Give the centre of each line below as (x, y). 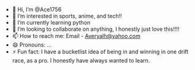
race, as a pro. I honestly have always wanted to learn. (81, 60)
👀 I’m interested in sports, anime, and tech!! (67, 16)
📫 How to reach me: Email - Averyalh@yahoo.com (76, 36)
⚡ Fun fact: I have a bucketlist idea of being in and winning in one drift (100, 52)
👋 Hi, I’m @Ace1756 (37, 10)
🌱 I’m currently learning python (51, 22)
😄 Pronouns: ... (32, 45)
